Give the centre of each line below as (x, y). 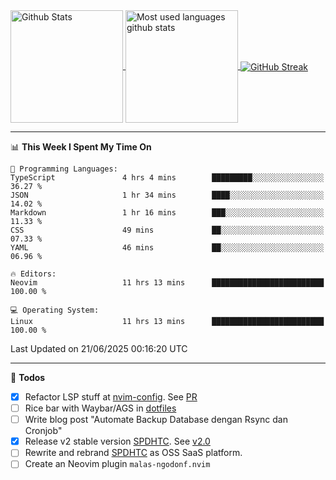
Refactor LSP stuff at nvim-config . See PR (111, 397)
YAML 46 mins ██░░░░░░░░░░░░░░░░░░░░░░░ (167, 248)
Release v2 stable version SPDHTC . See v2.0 (117, 441)
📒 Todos (28, 377)
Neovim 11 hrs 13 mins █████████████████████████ (167, 283)
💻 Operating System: (55, 310)
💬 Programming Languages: (64, 169)
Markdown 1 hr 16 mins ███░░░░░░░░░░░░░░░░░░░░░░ (167, 213)
